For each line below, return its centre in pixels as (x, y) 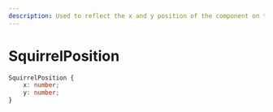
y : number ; (41, 93)
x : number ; (41, 85)
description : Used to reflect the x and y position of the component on (134, 16)
